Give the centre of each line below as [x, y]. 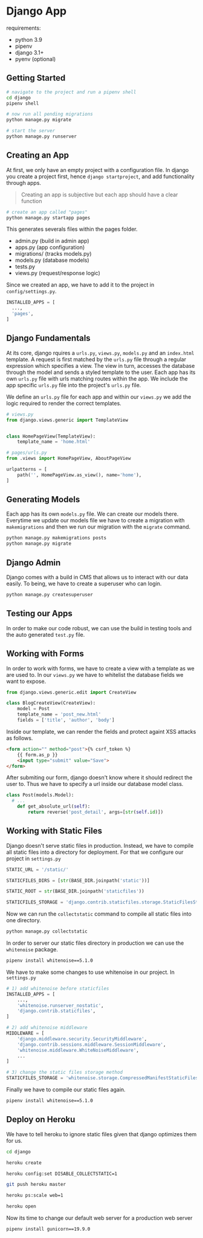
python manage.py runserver [42, 136]
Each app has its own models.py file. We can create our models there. [92, 514]
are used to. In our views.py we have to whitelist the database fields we [95, 674]
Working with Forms [45, 654]
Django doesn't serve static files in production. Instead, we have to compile [100, 845]
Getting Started [36, 78]
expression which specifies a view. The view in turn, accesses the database [101, 365]
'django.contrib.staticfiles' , [56, 1011]
